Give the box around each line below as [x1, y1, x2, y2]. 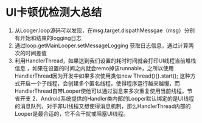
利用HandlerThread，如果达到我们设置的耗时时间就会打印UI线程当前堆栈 [14, 57, 197, 64]
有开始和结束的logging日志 [14, 34, 82, 41]
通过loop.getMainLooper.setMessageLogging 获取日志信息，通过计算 [14, 42, 189, 49]
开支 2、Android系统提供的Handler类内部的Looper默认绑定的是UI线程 [19, 95, 194, 102]
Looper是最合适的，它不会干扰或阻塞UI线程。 [14, 110, 129, 117]
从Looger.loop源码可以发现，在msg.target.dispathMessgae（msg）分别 [14, 27, 195, 34]
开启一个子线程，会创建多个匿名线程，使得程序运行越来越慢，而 [19, 79, 180, 87]
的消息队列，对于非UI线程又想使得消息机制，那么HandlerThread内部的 [14, 102, 191, 110]
